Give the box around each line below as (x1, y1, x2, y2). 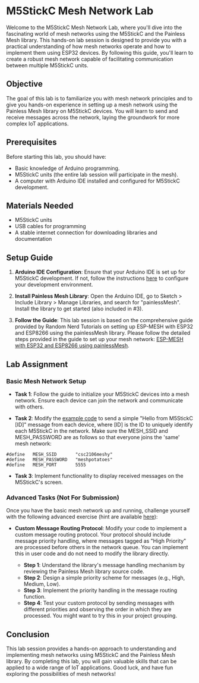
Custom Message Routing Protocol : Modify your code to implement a (14, 525, 187, 532)
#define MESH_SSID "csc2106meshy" (6, 451, 113, 457)
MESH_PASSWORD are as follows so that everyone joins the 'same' (14, 433, 180, 440)
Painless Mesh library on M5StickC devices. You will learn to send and (6, 107, 178, 114)
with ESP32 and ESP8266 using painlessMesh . (14, 342, 129, 349)
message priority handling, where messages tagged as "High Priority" (14, 537, 187, 544)
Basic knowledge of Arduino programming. (14, 165, 120, 172)
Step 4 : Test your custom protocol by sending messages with (23, 599, 174, 607)
